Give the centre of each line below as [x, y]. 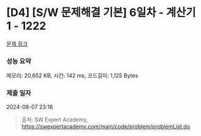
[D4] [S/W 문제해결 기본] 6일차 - [85, 13]
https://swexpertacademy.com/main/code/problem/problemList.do [106, 126]
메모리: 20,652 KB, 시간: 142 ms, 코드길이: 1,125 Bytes [72, 76]
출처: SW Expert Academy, [55, 119]
